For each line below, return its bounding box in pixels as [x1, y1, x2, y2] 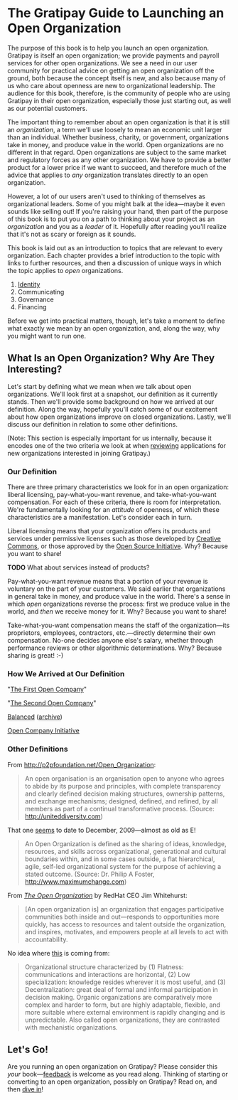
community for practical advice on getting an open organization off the [7, 66, 215, 75]
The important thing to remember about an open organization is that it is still [7, 117, 229, 126]
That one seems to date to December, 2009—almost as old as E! [7, 826, 196, 834]
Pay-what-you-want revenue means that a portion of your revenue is [7, 577, 208, 586]
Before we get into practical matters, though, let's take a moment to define [7, 316, 225, 325]
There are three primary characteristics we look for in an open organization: [7, 483, 229, 491]
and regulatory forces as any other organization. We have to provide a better [7, 155, 232, 164]
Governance [17, 295, 55, 304]
